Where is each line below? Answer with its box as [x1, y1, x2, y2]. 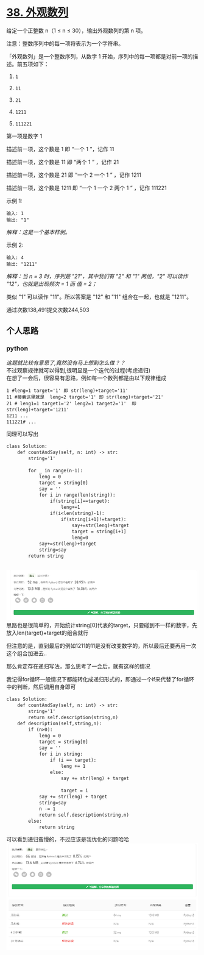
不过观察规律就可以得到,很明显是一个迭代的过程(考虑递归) [6, 366, 151, 374]
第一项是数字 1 [6, 132, 43, 140]
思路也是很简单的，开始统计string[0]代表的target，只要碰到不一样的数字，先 [6, 622, 198, 629]
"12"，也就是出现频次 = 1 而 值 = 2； [6, 280, 97, 287]
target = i [60, 787, 88, 794]
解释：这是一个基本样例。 [6, 228, 71, 235]
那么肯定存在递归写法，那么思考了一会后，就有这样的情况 [6, 662, 150, 670]
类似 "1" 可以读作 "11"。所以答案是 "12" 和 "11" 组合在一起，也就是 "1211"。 [6, 293, 192, 300]
